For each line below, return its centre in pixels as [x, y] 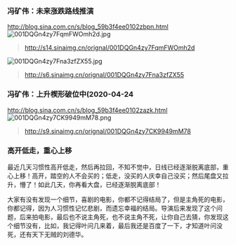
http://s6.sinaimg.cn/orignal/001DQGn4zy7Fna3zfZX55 [104, 75]
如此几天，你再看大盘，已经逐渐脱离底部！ [99, 184]
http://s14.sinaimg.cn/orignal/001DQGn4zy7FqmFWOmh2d [110, 48]
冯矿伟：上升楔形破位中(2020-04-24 [70, 94]
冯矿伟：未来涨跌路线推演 [51, 10]
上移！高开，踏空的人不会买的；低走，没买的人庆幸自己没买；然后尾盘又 [118, 176]
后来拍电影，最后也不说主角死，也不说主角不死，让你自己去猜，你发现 [121, 217]
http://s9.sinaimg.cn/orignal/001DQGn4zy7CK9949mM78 [107, 131]
